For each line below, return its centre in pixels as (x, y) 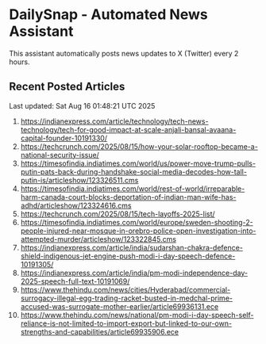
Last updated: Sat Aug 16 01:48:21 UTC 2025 (82, 105)
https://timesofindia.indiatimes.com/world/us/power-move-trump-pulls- (138, 163)
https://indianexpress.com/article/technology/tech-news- (114, 121)
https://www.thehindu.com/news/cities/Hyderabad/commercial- (125, 289)
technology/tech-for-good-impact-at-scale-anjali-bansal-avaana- (128, 129)
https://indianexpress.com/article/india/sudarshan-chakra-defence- (131, 247)
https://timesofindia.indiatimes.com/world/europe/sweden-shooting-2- (137, 222)
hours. (19, 62)
